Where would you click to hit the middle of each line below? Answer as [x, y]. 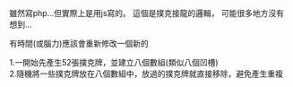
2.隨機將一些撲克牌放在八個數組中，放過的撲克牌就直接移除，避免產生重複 [146, 74]
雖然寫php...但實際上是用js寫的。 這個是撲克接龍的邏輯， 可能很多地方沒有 [147, 13]
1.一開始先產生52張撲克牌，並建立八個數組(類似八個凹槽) [114, 62]
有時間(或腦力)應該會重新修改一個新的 [79, 43]
